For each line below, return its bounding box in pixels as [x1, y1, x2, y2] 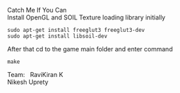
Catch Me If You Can [7, 6, 67, 14]
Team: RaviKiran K [7, 71, 63, 78]
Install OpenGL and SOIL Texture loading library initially [7, 13, 166, 22]
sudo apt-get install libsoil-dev [7, 33, 108, 40]
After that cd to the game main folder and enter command [7, 45, 173, 53]
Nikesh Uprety [7, 78, 49, 86]
